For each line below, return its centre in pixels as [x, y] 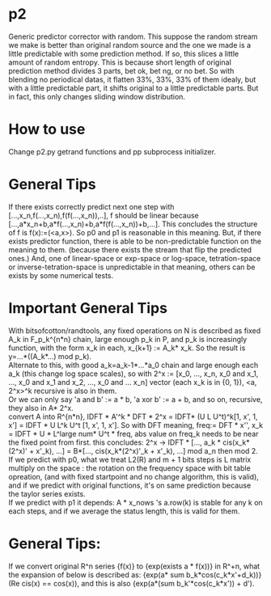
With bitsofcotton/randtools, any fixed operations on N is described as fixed [135, 330]
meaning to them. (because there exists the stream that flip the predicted [130, 249]
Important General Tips [88, 308]
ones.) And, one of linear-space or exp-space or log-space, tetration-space [135, 258]
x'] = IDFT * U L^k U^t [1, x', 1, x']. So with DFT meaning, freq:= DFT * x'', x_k [136, 425]
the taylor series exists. [47, 493]
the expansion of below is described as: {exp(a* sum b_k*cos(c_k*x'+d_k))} [135, 574]
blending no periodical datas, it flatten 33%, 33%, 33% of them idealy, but [132, 79]
